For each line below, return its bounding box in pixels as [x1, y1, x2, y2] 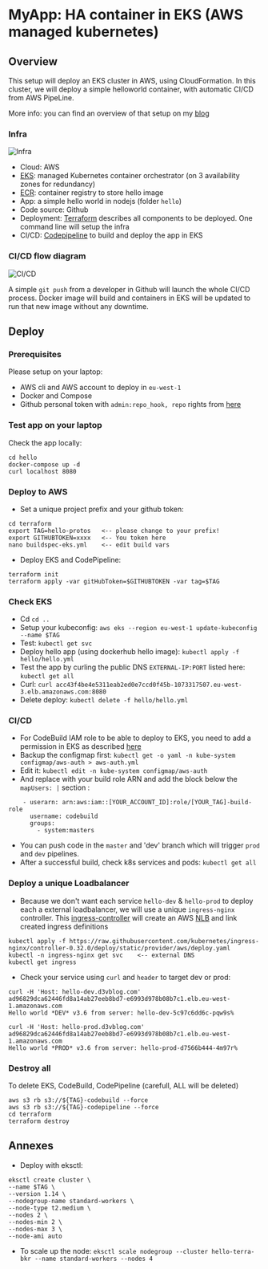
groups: [29, 820, 56, 828]
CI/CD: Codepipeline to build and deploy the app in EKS [19, 230, 203, 240]
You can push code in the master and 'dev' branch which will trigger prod [19, 840, 260, 850]
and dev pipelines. [19, 849, 80, 859]
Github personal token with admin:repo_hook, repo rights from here [19, 400, 242, 409]
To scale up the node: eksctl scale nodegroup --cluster [19, 1246, 209, 1255]
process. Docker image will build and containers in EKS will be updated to [8, 293, 250, 303]
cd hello [8, 454, 38, 462]
